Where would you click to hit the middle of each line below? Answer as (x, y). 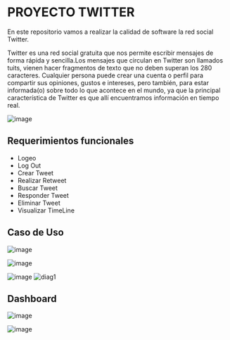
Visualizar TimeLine (46, 210)
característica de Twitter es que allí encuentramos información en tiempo (113, 97)
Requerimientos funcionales (71, 141)
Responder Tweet (43, 195)
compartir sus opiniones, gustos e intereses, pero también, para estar (108, 82)
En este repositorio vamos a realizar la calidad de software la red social (110, 32)
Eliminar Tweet (39, 203)
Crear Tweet (36, 172)
